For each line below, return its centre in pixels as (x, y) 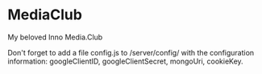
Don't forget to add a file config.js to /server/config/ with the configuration (131, 52)
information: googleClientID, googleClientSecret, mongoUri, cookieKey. (125, 61)
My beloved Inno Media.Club (55, 37)
